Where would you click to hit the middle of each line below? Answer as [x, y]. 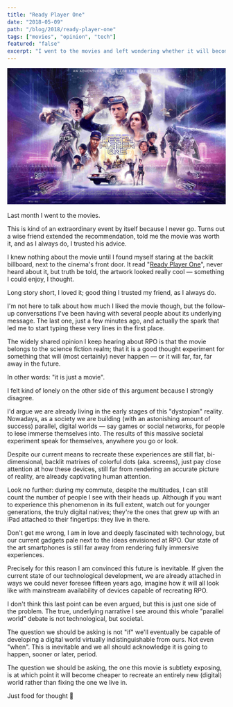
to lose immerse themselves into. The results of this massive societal [105, 433]
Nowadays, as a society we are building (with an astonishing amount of [109, 418]
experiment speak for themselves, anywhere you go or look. [93, 441]
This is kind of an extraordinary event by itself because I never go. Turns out [116, 228]
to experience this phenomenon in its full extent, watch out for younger [109, 504]
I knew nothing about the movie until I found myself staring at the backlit [110, 257]
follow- [216, 306]
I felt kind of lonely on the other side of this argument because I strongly [110, 390]
